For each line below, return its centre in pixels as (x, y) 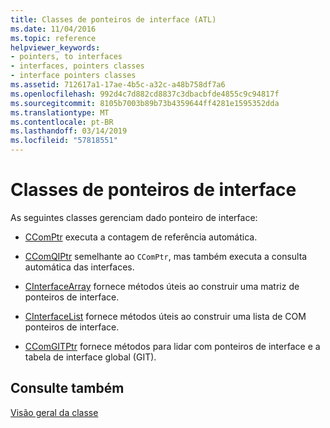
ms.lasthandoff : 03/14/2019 (69, 131)
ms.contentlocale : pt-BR (62, 122)
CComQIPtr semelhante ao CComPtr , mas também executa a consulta (166, 256)
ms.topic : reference (53, 38)
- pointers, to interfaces (66, 57)
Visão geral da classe (54, 412)
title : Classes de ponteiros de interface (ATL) (113, 19)
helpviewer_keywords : (55, 47)
